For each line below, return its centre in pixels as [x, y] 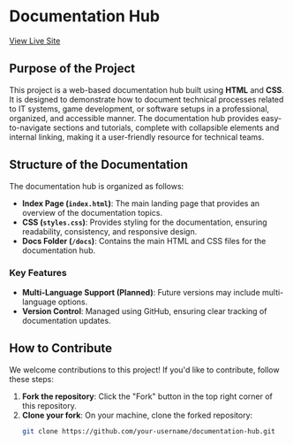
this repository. [49, 405]
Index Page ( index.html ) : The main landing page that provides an [141, 203]
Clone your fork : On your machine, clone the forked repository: [137, 415]
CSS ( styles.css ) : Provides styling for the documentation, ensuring [144, 222]
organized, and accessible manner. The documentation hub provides [134, 118]
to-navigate [30, 127]
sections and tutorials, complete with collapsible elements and [166, 127]
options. [73, 302]
